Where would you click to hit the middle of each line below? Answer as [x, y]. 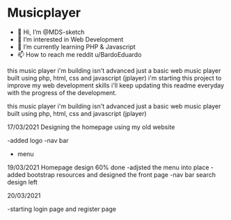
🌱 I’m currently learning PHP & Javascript [76, 46]
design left [23, 182]
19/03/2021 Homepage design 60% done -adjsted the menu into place [108, 167]
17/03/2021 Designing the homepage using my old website [91, 127]
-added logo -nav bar [38, 140]
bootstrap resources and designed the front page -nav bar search [121, 174]
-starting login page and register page [62, 209]
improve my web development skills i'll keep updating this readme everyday [116, 85]
